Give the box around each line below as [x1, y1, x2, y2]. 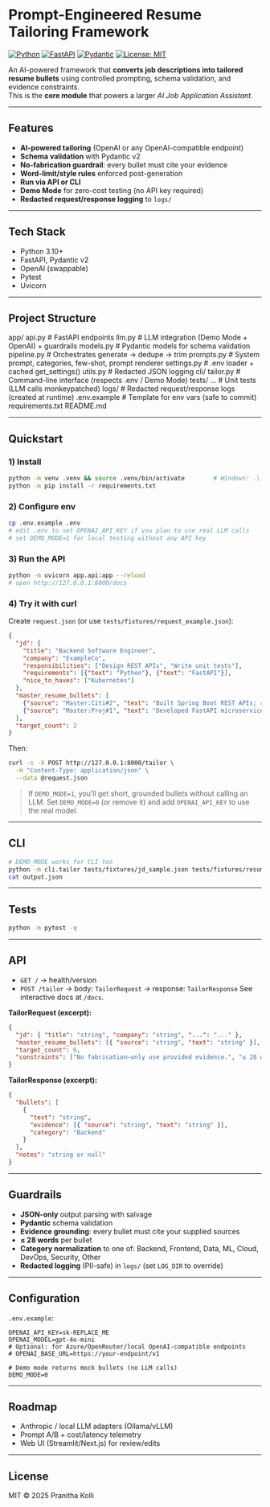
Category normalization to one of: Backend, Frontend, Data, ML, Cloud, [19, 1243, 259, 1253]
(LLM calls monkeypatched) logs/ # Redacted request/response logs [8, 384, 235, 393]
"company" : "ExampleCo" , [22, 654, 106, 662]
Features [8, 121, 54, 135]
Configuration [8, 1291, 80, 1305]
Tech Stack [8, 225, 66, 239]
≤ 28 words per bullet [19, 1235, 92, 1245]
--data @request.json [15, 774, 88, 782]
